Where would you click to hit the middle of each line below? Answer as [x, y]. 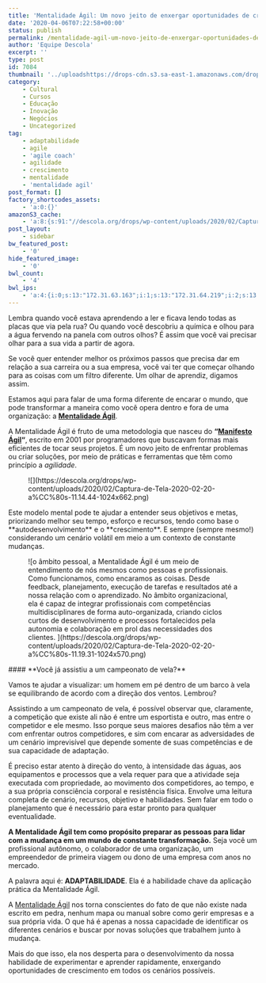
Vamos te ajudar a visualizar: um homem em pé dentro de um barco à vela [129, 684]
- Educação [40, 104]
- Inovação [40, 112]
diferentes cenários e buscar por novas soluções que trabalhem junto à [125, 930]
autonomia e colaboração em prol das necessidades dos [120, 629]
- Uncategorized [49, 126]
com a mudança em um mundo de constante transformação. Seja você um [133, 840]
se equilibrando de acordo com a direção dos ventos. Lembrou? [112, 693]
